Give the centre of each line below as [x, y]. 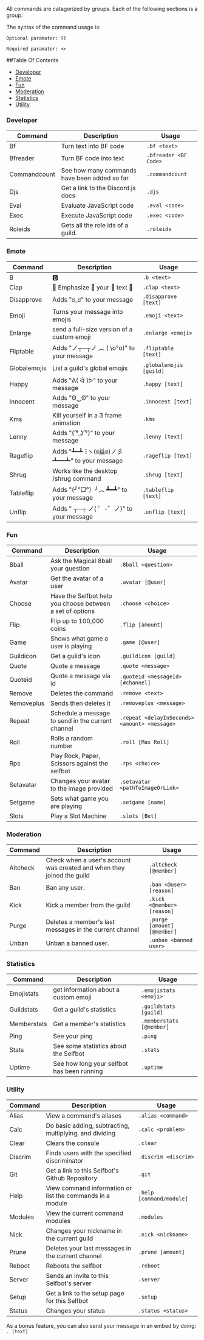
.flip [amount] [141, 625]
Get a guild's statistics [85, 1010]
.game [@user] [140, 642]
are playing [66, 806]
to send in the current [81, 720]
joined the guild [68, 876]
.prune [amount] [161, 1252]
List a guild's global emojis [90, 368]
